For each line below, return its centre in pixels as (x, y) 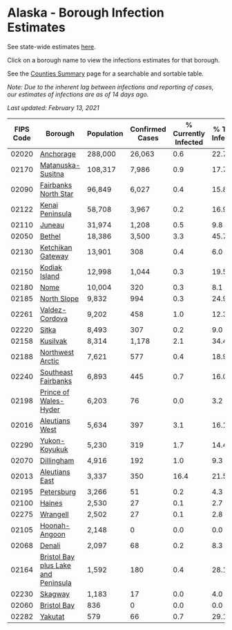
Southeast (57, 372)
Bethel (50, 236)
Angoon (52, 534)
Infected (189, 142)
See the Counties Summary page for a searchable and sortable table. (106, 73)
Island (50, 276)
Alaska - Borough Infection (86, 13)
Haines (51, 502)
